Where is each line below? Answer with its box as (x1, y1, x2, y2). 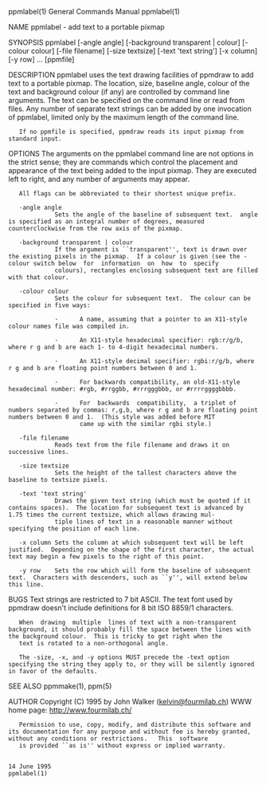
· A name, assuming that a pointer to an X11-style (54, 315, 248, 323)
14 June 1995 (8, 763, 52, 771)
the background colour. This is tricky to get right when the (8, 633, 223, 641)
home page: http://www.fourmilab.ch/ (8, 705, 132, 715)
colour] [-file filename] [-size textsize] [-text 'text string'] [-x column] (30, 46, 258, 55)
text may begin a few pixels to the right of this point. (8, 553, 205, 561)
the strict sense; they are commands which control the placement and (8, 157, 238, 167)
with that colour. (8, 274, 69, 282)
